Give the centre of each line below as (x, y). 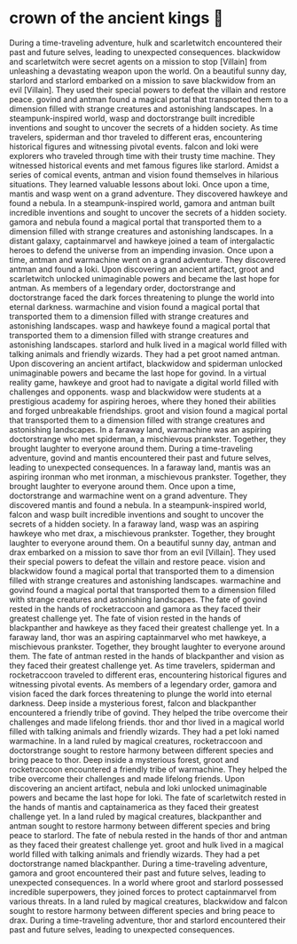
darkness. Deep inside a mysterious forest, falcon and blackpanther (133, 703)
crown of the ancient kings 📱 (117, 18)
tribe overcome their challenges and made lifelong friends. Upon (127, 778)
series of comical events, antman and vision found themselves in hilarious (144, 175)
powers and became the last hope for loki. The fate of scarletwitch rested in (148, 797)
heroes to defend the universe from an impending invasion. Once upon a (142, 250)
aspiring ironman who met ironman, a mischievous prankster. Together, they (148, 476)
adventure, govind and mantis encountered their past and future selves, (140, 457)
